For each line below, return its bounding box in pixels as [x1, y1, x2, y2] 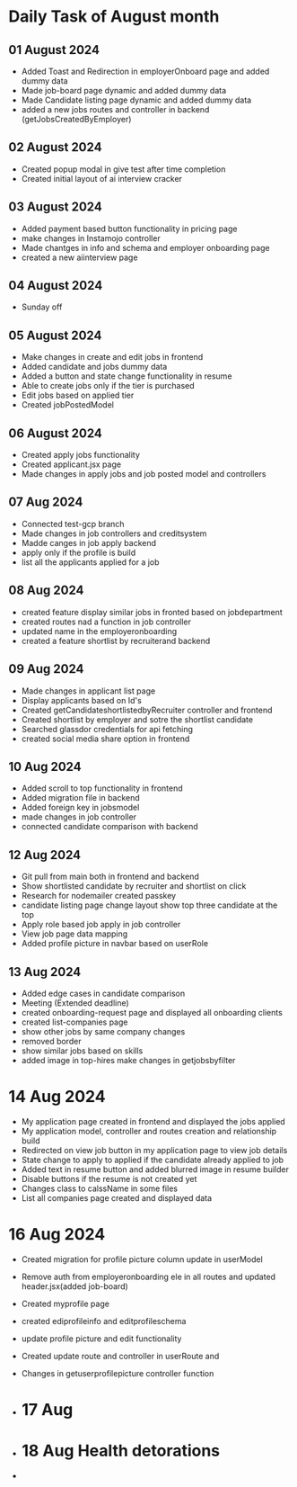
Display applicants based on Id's [21, 694, 143, 705]
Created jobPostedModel [21, 399, 114, 410]
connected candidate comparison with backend [21, 821, 198, 832]
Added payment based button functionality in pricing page [21, 223, 238, 234]
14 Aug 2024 [8, 1087, 106, 1107]
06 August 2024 [8, 425, 102, 441]
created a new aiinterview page [21, 252, 138, 263]
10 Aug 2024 [8, 758, 82, 775]
